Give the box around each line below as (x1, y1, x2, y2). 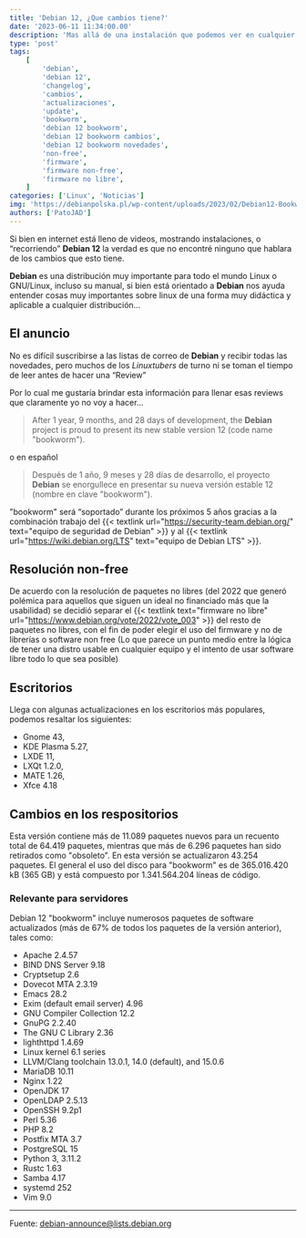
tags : (9, 47, 30, 57)
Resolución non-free (9, 562, 129, 577)
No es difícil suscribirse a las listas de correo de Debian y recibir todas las (9, 350, 289, 361)
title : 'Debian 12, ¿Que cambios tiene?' (9, 13, 169, 23)
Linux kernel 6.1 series (22, 1047, 107, 1057)
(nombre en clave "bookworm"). (31, 489, 153, 500)
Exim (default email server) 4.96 (22, 998, 144, 1009)
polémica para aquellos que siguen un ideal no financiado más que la (9, 595, 270, 606)
